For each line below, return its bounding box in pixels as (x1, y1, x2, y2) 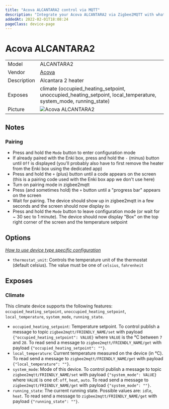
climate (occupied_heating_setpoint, (40, 85, 126, 92)
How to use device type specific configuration (5, 247, 101, 253)
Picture (8, 106, 25, 113)
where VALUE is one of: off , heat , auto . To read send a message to (12, 377, 149, 383)
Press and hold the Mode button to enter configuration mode (12, 149, 136, 155)
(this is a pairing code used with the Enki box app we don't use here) (12, 176, 155, 182)
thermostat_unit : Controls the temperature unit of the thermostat (12, 257, 147, 263)
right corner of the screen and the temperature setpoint (12, 219, 128, 225)
